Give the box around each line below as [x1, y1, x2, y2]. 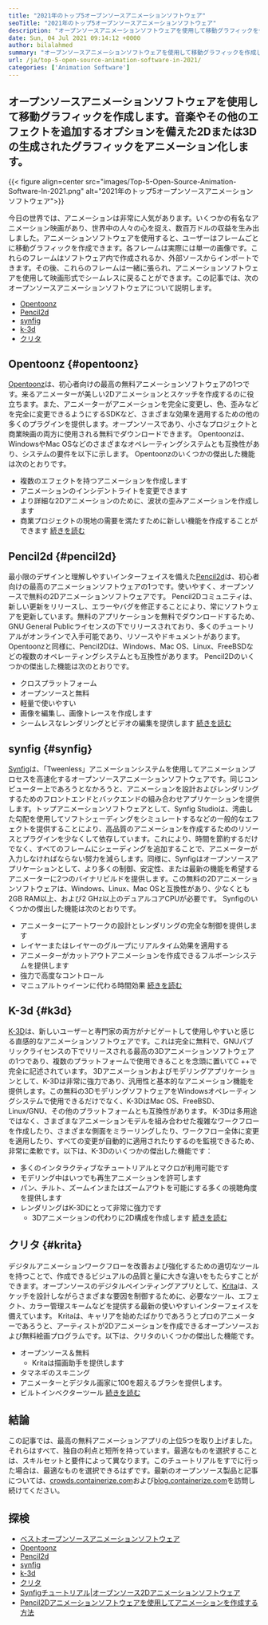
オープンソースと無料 [19, 688, 90, 698]
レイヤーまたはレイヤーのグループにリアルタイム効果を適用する [19, 941, 229, 950]
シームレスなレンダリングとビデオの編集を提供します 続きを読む [19, 719, 232, 728]
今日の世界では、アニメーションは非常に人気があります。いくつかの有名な [8, 213, 253, 223]
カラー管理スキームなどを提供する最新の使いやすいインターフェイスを [29, 1301, 259, 1311]
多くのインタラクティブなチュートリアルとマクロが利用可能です [19, 1162, 230, 1173]
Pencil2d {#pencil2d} [8, 550, 117, 563]
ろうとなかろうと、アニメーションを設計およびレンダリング [63, 784, 259, 794]
